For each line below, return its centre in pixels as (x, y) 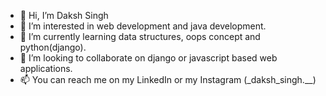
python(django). (53, 47)
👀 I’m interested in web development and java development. (143, 26)
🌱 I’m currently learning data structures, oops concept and (140, 36)
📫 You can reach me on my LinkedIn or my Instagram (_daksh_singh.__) (168, 79)
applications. (46, 68)
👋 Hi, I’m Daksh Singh (64, 15)
